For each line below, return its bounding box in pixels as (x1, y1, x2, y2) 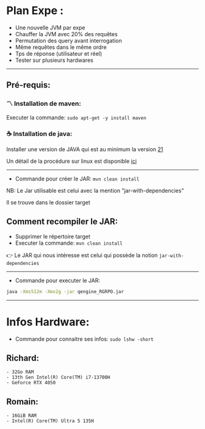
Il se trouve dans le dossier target (6, 198, 90, 206)
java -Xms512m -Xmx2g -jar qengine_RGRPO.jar (6, 288, 124, 294)
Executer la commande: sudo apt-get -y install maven (6, 114, 146, 121)
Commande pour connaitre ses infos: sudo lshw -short (15, 335, 154, 343)
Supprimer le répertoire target (15, 233, 90, 240)
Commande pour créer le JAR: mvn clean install (15, 175, 140, 182)
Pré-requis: (6, 80, 51, 91)
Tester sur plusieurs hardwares (15, 56, 93, 64)
